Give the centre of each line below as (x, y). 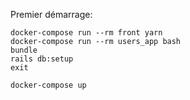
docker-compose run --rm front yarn (86, 33)
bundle (24, 50)
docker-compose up (48, 85)
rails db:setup (42, 59)
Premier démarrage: (51, 14)
